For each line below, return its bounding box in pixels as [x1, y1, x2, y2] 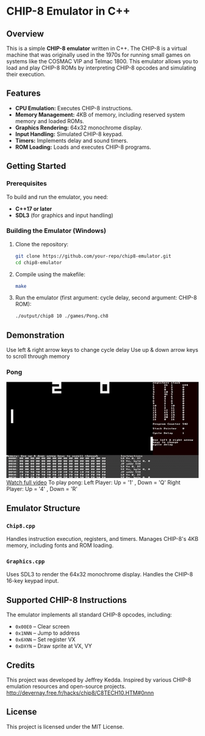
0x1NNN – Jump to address [15, 629, 81, 637]
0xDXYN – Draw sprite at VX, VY [15, 642, 93, 650]
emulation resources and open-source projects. [6, 683, 126, 690]
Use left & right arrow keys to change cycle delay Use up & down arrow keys [6, 346, 198, 354]
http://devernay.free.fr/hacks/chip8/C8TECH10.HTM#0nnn [6, 689, 154, 696]
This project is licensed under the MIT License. [6, 723, 124, 730]
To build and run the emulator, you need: [6, 193, 109, 201]
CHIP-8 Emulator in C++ [6, 4, 131, 18]
